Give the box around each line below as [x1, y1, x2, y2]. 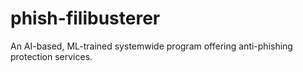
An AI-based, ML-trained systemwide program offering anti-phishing [10, 40, 293, 52]
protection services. [10, 50, 93, 62]
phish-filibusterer [10, 7, 161, 30]
